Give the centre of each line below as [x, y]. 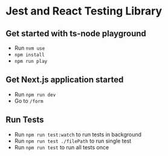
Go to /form [29, 100]
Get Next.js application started [65, 80]
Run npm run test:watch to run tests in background [78, 134]
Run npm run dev [35, 94]
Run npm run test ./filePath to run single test [73, 141]
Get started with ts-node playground [76, 34]
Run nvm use [30, 48]
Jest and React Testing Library [84, 11]
